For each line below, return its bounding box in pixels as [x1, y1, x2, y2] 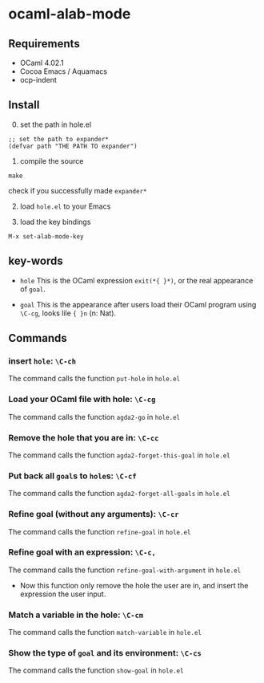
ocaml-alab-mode [8, 5, 131, 23]
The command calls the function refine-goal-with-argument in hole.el [8, 565, 242, 575]
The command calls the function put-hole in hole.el [8, 374, 181, 384]
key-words [8, 254, 63, 268]
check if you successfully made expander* [8, 185, 147, 195]
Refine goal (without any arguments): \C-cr [8, 509, 179, 520]
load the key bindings [19, 217, 91, 226]
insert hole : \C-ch [8, 355, 77, 366]
